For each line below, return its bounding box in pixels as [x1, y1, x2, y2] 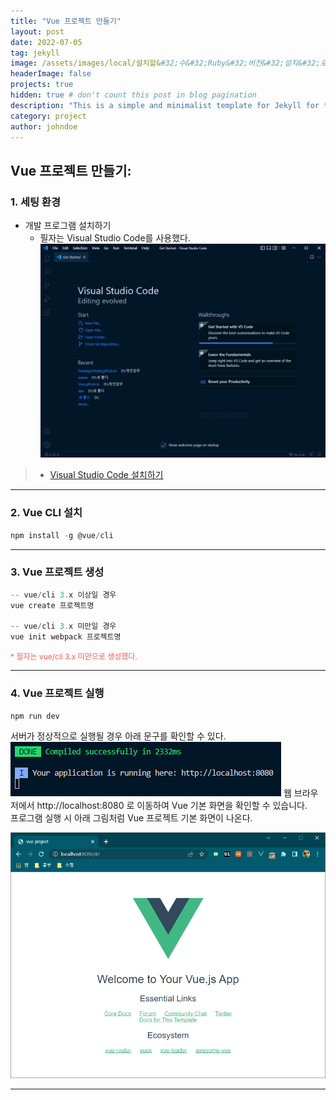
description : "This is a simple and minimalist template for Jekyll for [10, 100, 320, 110]
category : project [10, 111, 87, 121]
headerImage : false [10, 69, 92, 79]
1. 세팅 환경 [10, 195, 61, 209]
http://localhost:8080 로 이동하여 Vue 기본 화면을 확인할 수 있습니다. [36, 800, 308, 812]
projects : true [10, 80, 74, 90]
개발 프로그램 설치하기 [24, 220, 112, 232]
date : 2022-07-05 [10, 37, 83, 47]
